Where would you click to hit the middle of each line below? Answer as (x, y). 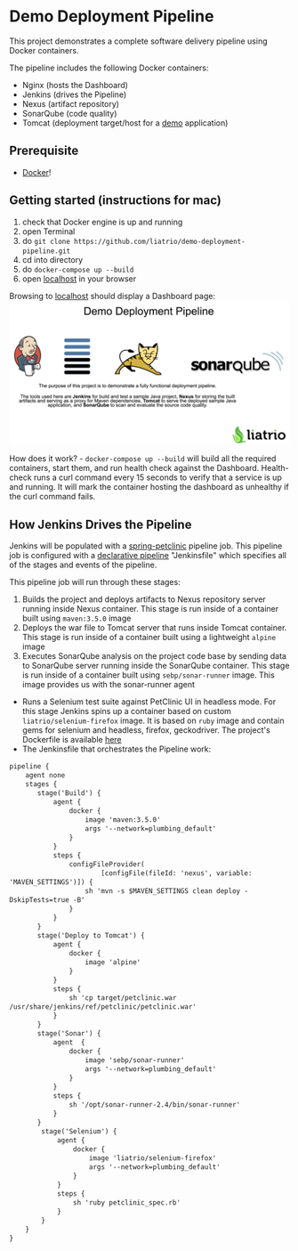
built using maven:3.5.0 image (77, 618)
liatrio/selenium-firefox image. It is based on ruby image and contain (153, 721)
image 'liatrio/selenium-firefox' (153, 1158)
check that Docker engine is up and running (102, 222)
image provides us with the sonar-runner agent (109, 685)
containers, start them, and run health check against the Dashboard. (134, 468)
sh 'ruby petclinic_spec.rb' (126, 1203)
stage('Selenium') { (79, 1132)
